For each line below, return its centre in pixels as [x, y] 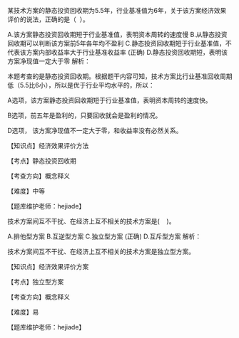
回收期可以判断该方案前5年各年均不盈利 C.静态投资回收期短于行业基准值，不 [119, 43]
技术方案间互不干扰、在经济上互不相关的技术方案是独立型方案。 [101, 252]
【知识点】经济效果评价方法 [48, 146]
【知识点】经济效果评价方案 [48, 266]
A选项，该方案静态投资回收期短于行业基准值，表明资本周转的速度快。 [110, 100]
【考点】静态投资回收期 [42, 161]
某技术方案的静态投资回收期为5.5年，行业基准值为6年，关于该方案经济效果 [117, 10]
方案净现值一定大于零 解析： [49, 61]
